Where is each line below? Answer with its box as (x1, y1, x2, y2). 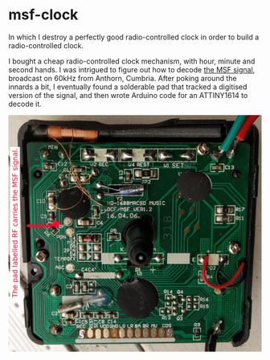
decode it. (8, 99, 42, 108)
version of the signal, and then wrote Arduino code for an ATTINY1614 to (8, 90, 248, 100)
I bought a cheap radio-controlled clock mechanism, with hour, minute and (8, 56, 256, 66)
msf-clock (8, 6, 79, 24)
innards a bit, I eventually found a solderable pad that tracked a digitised (8, 82, 247, 92)
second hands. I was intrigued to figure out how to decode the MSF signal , (8, 64, 256, 74)
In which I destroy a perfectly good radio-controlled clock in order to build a (8, 32, 260, 42)
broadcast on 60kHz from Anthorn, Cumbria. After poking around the (8, 73, 237, 83)
